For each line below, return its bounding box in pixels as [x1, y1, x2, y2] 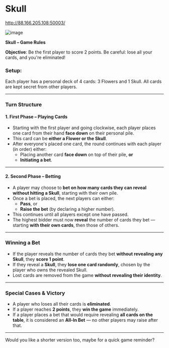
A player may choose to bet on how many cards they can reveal [12, 185, 147, 191]
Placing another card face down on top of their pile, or [20, 152, 133, 158]
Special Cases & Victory [5, 289, 65, 297]
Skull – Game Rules [5, 39, 46, 45]
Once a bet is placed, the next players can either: [12, 195, 115, 201]
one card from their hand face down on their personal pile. [12, 130, 134, 136]
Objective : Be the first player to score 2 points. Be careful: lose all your [5, 49, 152, 55]
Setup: [5, 67, 22, 74]
